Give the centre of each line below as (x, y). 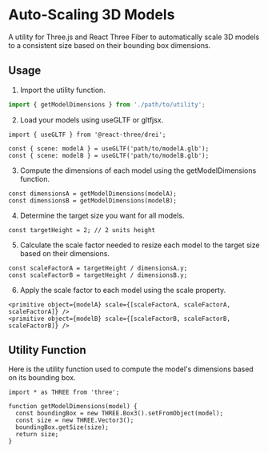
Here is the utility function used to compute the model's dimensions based (131, 369)
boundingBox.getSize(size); (62, 427)
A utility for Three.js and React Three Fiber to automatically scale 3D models (134, 37)
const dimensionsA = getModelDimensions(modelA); (93, 194)
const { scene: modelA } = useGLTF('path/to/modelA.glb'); (109, 148)
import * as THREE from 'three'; (64, 393)
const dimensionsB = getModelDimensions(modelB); (93, 200)
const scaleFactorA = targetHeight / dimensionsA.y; (98, 268)
